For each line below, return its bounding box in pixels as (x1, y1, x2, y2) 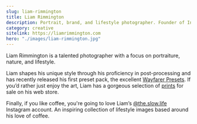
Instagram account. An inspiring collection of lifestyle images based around (6, 106, 189, 113)
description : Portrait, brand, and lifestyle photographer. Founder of (6, 19, 185, 25)
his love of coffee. (6, 112, 50, 119)
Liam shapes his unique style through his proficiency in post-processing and (6, 70, 191, 76)
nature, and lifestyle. (6, 58, 56, 65)
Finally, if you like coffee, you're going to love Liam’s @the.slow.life (6, 100, 167, 106)
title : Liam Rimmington (6, 14, 64, 20)
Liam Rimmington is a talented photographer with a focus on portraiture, (6, 52, 181, 59)
